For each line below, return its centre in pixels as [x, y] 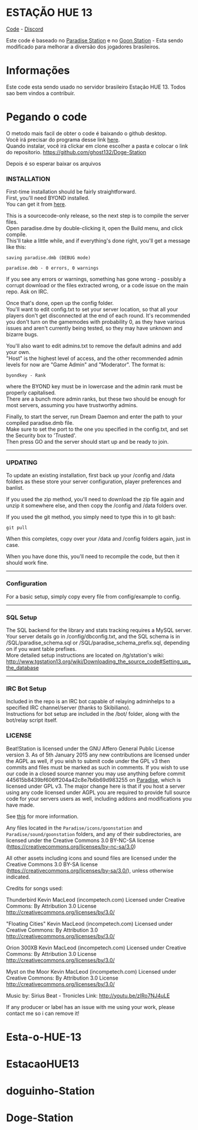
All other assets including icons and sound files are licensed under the [91, 858]
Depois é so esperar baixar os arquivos [54, 163]
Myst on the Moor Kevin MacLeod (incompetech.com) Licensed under [91, 971]
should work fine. [27, 563]
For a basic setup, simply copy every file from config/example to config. [93, 597]
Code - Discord [25, 29]
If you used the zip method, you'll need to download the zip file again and [95, 499]
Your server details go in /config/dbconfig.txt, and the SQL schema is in [93, 636]
